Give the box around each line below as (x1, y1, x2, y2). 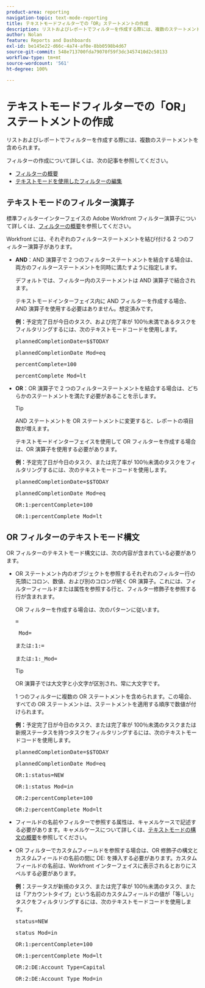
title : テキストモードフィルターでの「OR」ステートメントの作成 (6, 20, 149, 26)
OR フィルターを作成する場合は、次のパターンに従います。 (15, 606, 163, 613)
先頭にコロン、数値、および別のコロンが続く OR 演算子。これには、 (15, 577, 186, 585)
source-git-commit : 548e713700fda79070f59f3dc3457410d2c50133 (6, 49, 168, 55)
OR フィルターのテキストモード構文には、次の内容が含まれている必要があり (6, 549, 197, 556)
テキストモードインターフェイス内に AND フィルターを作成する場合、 (15, 298, 190, 305)
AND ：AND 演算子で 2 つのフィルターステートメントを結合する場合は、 (15, 256, 196, 263)
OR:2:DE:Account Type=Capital (15, 963, 106, 971)
